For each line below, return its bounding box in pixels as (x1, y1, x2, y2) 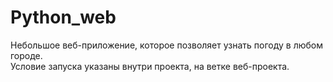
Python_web (10, 6, 117, 29)
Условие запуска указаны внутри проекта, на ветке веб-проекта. (10, 60, 290, 72)
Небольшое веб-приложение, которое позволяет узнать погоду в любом (10, 39, 324, 51)
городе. (10, 49, 43, 61)
